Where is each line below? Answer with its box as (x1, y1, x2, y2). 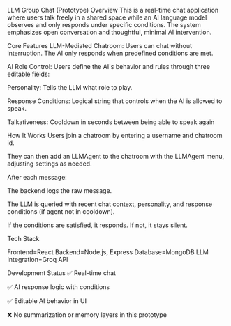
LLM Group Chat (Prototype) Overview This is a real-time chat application (7, 6, 219, 14)
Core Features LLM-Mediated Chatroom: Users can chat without (7, 42, 193, 49)
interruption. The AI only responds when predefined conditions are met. (7, 49, 214, 57)
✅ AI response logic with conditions (7, 283, 110, 291)
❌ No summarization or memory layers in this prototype (7, 311, 167, 319)
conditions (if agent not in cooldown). (7, 208, 115, 215)
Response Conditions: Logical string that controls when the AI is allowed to (7, 97, 223, 105)
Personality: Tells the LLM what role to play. (7, 84, 133, 91)
